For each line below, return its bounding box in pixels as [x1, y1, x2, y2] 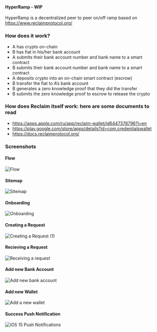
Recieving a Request [5, 244, 48, 250]
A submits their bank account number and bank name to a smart [12, 54, 142, 60]
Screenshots [5, 143, 36, 150]
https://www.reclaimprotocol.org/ [5, 20, 73, 26]
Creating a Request [5, 222, 45, 228]
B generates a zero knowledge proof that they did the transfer [12, 85, 137, 91]
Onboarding [5, 199, 30, 205]
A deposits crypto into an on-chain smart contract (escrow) [12, 75, 132, 81]
